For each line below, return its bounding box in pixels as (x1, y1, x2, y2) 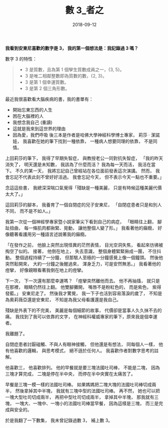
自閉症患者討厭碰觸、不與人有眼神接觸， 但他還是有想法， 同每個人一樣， (5, 341, 157, 347)
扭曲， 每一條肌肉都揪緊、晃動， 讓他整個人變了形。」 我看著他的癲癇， (9, 225, 157, 231)
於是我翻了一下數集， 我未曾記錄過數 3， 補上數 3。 (5, 417, 113, 423)
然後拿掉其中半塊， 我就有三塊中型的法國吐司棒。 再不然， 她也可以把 (15, 388, 160, 394)
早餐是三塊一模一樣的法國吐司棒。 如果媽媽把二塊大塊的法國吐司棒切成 (5, 381, 152, 387)
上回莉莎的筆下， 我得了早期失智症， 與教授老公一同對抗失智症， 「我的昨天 (5, 155, 163, 161)
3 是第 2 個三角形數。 (25, 85, 70, 91)
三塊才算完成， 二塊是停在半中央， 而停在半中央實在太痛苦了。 (5, 371, 136, 377)
